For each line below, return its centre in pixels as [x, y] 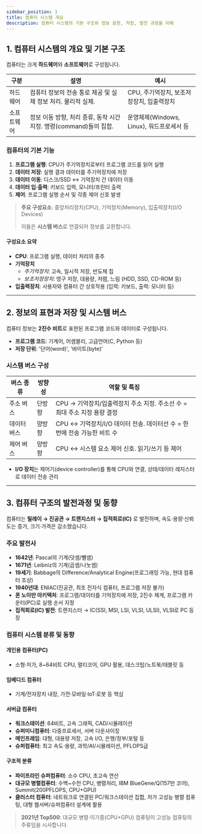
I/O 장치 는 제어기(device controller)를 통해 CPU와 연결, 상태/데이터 [94, 469]
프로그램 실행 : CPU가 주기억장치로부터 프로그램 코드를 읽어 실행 [89, 165]
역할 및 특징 [124, 387]
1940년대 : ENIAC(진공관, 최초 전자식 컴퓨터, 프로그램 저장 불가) [90, 587]
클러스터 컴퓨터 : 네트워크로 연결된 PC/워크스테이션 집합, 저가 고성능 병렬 [99, 797]
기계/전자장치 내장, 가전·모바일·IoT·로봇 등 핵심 [69, 694]
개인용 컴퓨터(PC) [27, 650]
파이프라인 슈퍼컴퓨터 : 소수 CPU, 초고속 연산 [67, 775]
